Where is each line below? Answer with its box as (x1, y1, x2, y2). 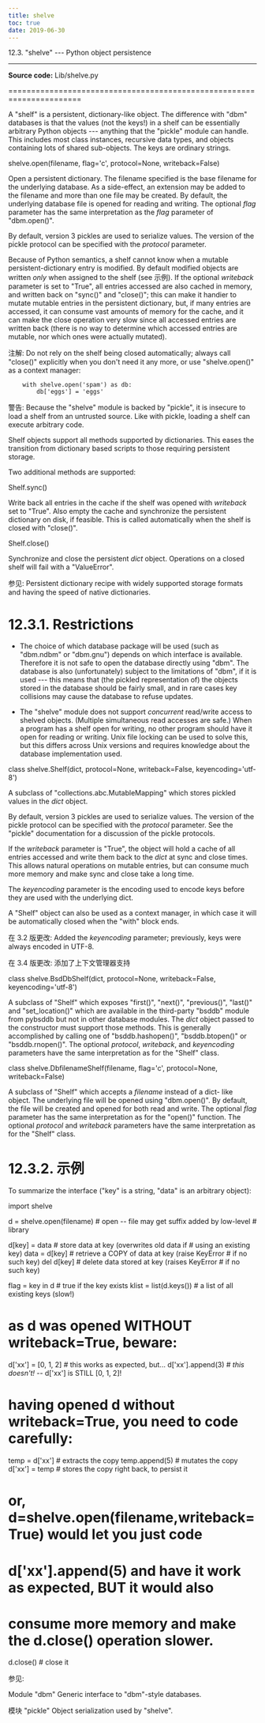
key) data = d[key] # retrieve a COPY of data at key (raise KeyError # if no (8, 1249, 248, 1258)
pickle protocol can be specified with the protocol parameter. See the (8, 820, 233, 830)
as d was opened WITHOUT (8, 1317, 192, 1335)
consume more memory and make (8, 1615, 237, 1633)
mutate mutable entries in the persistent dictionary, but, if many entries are (8, 298, 251, 308)
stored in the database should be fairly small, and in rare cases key (19, 683, 237, 693)
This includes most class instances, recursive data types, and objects (8, 135, 234, 145)
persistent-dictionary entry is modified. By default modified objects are (8, 263, 239, 273)
